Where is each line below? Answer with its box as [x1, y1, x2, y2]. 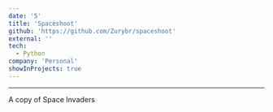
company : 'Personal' [8, 58, 79, 66]
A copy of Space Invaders [8, 94, 96, 104]
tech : [8, 42, 27, 50]
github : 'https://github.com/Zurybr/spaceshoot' [8, 27, 176, 35]
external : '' [8, 34, 53, 43]
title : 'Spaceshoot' [8, 19, 79, 28]
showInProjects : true [8, 65, 82, 73]
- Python [15, 50, 45, 58]
